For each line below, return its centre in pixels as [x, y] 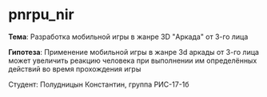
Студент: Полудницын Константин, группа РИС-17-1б [99, 84]
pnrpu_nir [41, 15]
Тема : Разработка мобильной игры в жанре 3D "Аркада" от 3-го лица [128, 37]
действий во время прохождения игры [75, 68]
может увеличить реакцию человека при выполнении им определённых [133, 60]
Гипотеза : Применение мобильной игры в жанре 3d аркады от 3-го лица [134, 52]
